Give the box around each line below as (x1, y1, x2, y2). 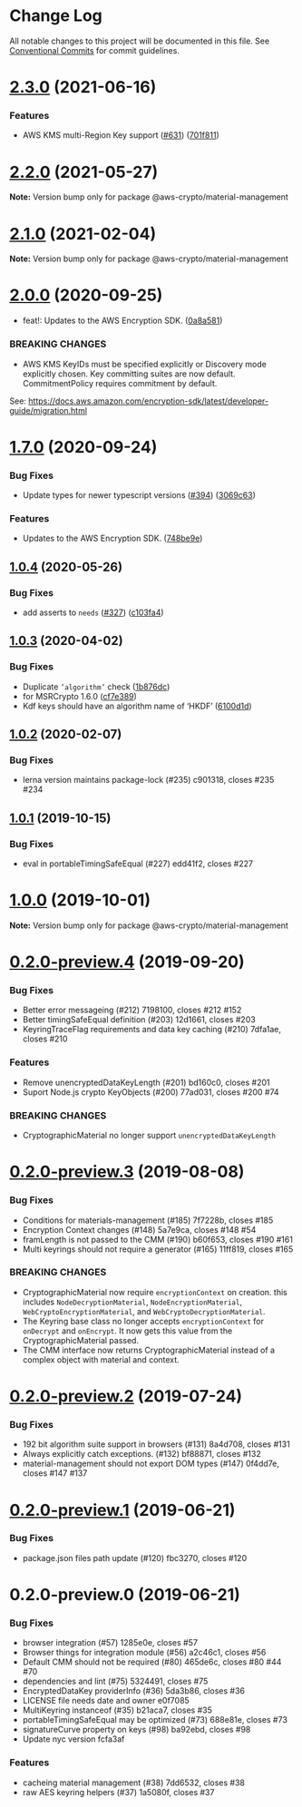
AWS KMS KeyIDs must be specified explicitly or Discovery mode (22, 358, 268, 369)
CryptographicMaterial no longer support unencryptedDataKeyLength (22, 1130, 277, 1141)
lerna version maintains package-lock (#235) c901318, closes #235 (22, 775, 275, 786)
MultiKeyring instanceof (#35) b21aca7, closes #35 (22, 1704, 213, 1715)
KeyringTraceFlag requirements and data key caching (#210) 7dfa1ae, (22, 1024, 281, 1035)
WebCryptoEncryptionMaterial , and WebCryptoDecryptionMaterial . (22, 1305, 266, 1316)
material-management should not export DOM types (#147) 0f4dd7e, (22, 1458, 279, 1470)
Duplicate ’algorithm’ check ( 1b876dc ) (22, 681, 170, 692)
